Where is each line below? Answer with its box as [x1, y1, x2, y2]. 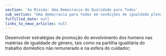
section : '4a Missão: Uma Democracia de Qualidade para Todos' [5, 7, 138, 12]
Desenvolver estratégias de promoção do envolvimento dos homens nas [5, 35, 153, 41]
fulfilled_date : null [5, 16, 50, 21]
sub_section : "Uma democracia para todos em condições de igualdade [5, 12, 149, 17]
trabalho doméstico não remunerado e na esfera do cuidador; [5, 45, 131, 51]
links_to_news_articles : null [5, 21, 68, 26]
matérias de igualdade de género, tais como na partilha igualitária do [5, 40, 145, 46]
